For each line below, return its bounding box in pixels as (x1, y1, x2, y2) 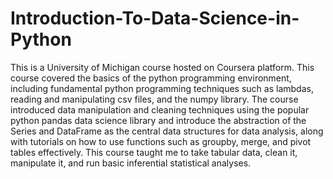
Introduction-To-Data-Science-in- (10, 7, 300, 30)
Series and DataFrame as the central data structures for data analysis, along (10, 125, 324, 137)
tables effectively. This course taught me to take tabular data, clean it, (10, 146, 298, 158)
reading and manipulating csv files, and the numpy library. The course (10, 93, 299, 105)
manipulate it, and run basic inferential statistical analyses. (10, 157, 252, 169)
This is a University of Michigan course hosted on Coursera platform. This (10, 61, 315, 73)
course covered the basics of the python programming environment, (10, 72, 292, 84)
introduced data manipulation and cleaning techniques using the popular (10, 103, 310, 116)
